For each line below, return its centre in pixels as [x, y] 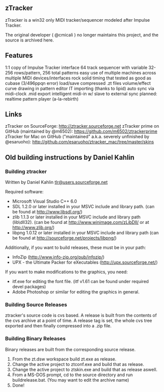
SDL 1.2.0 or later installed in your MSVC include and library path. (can [83, 207]
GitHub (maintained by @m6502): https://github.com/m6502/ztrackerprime [81, 131]
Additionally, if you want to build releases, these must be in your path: [76, 248]
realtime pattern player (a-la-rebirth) [42, 99]
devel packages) [29, 287]
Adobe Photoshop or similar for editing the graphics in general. [76, 292]
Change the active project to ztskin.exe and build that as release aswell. [85, 369]
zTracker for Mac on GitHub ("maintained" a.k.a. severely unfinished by [77, 137]
